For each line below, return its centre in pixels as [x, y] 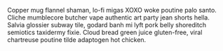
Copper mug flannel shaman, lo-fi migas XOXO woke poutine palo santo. [112, 10]
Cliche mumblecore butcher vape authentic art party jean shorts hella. [109, 17]
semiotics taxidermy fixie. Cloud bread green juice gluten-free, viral [105, 32]
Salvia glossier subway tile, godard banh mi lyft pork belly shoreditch [107, 25]
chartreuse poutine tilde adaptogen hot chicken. [77, 40]
